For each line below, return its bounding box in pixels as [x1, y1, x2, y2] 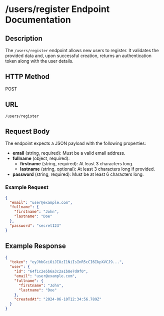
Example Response [5, 242, 66, 250]
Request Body [5, 127, 50, 136]
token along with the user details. [5, 58, 74, 64]
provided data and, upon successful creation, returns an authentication [5, 53, 151, 59]
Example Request [5, 184, 48, 191]
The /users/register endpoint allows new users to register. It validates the [5, 48, 159, 53]
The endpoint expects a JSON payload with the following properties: [5, 140, 146, 146]
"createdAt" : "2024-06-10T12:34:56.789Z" [14, 297, 101, 302]
